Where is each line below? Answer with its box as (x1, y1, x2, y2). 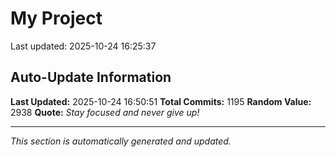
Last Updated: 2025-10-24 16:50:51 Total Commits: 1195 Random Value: (10, 95, 312, 107)
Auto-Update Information (10, 69, 172, 86)
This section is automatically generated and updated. (10, 135, 232, 147)
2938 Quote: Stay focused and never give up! (10, 106, 200, 118)
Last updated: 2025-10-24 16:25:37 (10, 40, 157, 52)
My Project (10, 7, 103, 30)
